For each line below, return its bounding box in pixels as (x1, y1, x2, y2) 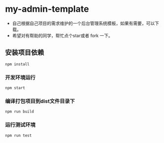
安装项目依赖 (5, 48, 44, 57)
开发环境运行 (5, 74, 36, 81)
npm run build (5, 109, 34, 114)
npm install (5, 61, 30, 67)
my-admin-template (5, 3, 89, 15)
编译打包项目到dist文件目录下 (5, 97, 75, 104)
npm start (5, 86, 26, 90)
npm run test (5, 133, 32, 138)
